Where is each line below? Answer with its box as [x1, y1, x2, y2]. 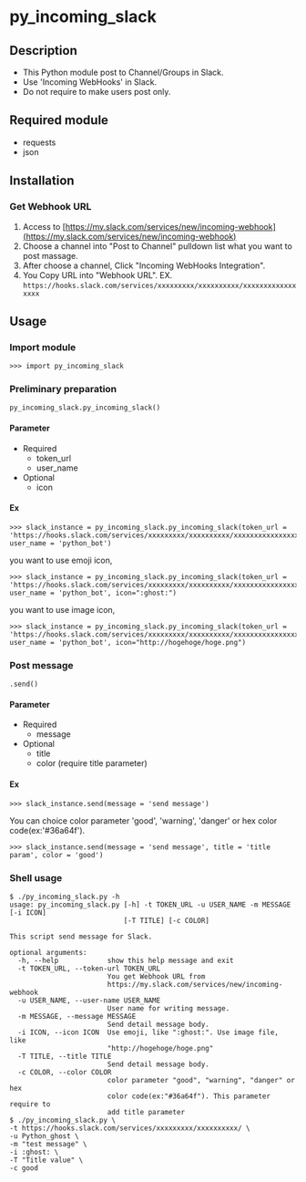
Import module [9, 340, 76, 353]
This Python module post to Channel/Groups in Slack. [22, 67, 225, 78]
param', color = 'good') [9, 850, 104, 859]
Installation [9, 173, 75, 189]
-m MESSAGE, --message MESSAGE [17, 1011, 137, 1021]
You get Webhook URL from [107, 971, 206, 981]
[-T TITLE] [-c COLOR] [123, 916, 209, 925]
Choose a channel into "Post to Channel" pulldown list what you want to [22, 240, 293, 252]
